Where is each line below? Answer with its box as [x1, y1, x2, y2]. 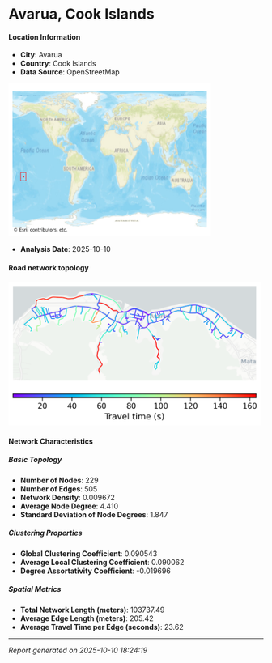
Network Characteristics [8, 436, 93, 446]
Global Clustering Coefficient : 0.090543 [19, 548, 158, 559]
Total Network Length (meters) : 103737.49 [19, 605, 165, 614]
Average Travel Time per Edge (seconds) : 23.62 [19, 622, 184, 631]
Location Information [8, 32, 81, 41]
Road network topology [8, 262, 89, 272]
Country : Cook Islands [19, 58, 96, 69]
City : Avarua [19, 50, 62, 60]
